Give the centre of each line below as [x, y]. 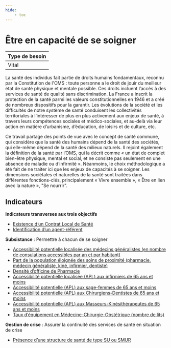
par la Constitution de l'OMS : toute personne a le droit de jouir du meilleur [83, 83]
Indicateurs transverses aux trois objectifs [51, 214]
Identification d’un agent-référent [47, 230]
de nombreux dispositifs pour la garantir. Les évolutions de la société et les [84, 105]
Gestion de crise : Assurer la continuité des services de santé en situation [83, 325]
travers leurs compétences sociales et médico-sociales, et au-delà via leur [84, 121]
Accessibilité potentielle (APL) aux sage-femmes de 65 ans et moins [84, 288]
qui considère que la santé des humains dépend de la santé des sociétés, [82, 142]
